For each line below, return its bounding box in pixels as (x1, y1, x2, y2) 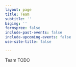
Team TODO (5, 57, 30, 63)
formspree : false (5, 26, 41, 31)
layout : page (5, 7, 32, 12)
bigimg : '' (5, 21, 27, 26)
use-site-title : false (5, 39, 51, 44)
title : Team (5, 12, 29, 17)
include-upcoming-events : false (5, 35, 71, 40)
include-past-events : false (5, 30, 63, 35)
